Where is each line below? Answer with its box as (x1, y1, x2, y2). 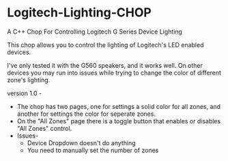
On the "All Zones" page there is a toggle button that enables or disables (16, 116, 221, 125)
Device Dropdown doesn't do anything (27, 138, 136, 147)
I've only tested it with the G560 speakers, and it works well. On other (7, 61, 203, 69)
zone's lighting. (7, 75, 51, 84)
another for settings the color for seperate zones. (16, 110, 156, 118)
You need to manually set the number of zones (27, 146, 159, 154)
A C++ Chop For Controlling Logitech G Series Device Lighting (7, 27, 183, 36)
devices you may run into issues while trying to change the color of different (7, 69, 222, 77)
